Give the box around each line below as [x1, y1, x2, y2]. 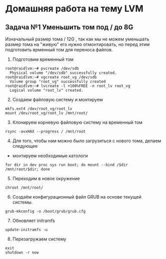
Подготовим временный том [12, 56, 74, 62]
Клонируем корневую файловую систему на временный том [12, 119, 143, 125]
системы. [12, 199, 33, 205]
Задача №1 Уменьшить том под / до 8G [5, 23, 134, 31]
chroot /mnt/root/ [5, 185, 43, 190]
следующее [12, 143, 38, 149]
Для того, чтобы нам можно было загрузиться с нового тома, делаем [12, 138, 162, 144]
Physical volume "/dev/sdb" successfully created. [9, 70, 117, 75]
